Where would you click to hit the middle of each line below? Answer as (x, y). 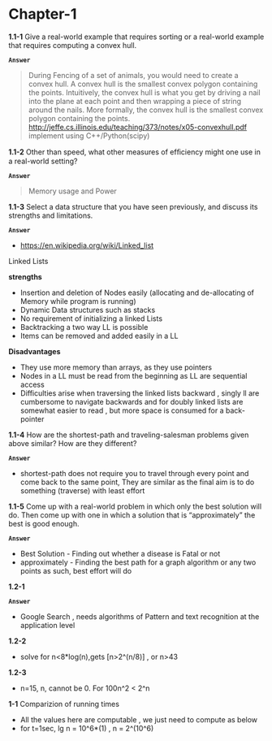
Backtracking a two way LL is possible (84, 327)
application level (47, 625)
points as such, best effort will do (76, 570)
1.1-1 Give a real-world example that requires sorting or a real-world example (136, 37)
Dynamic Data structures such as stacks (88, 310)
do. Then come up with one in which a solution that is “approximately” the (132, 515)
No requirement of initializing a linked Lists (91, 318)
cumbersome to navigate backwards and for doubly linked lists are (132, 401)
